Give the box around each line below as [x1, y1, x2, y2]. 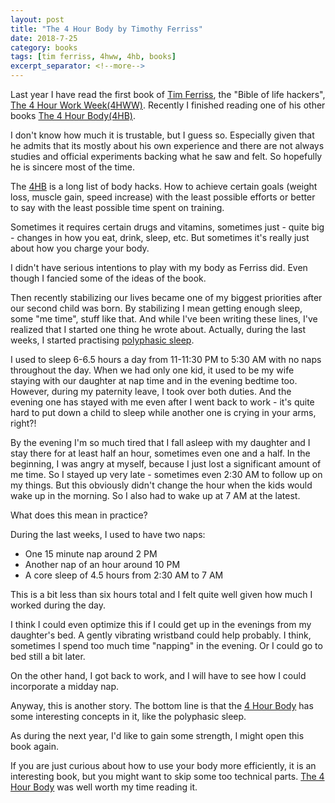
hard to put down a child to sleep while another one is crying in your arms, [10, 407, 317, 418]
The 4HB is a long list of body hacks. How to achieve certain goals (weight [10, 181, 318, 192]
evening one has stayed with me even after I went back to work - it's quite [10, 396, 315, 408]
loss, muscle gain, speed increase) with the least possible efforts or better [10, 191, 316, 203]
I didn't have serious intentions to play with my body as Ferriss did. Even [10, 262, 308, 273]
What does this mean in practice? [10, 509, 148, 521]
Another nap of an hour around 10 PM [24, 559, 181, 570]
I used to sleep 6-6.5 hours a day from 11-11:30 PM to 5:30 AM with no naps [10, 354, 322, 365]
